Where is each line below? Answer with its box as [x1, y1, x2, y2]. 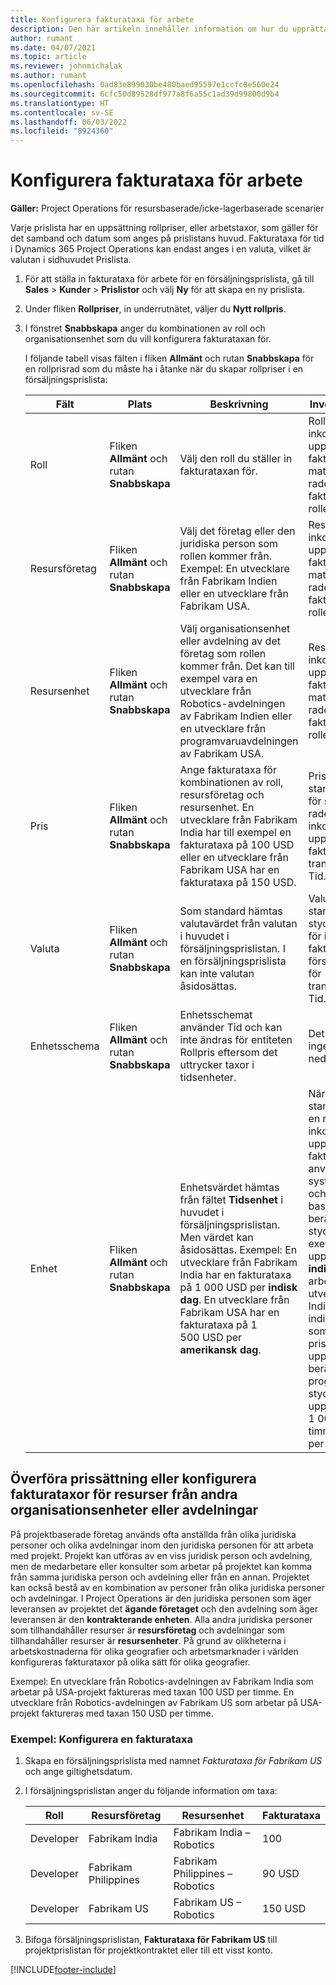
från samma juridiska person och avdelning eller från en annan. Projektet [10, 1571, 310, 1583]
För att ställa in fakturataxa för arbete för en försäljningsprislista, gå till [24, 273, 315, 285]
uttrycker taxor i [179, 1058, 255, 1072]
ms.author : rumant [10, 71, 87, 81]
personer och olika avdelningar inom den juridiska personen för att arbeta [10, 1539, 314, 1551]
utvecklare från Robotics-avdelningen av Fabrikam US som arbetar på [10, 1696, 298, 1708]
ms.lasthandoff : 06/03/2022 [10, 117, 128, 127]
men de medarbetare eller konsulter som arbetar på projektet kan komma [10, 1560, 313, 1572]
